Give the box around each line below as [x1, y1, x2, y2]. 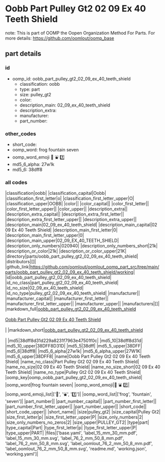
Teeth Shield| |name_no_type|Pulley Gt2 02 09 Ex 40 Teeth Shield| [5, 369, 141, 375]
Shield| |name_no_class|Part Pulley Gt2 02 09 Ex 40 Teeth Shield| [5, 359, 140, 365]
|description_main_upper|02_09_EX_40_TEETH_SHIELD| [5, 237, 119, 243]
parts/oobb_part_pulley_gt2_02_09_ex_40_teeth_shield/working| [5, 269, 135, 275]
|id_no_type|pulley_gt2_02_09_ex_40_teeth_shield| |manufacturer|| [5, 290, 140, 296]
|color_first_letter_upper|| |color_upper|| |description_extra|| [5, 206, 128, 212]
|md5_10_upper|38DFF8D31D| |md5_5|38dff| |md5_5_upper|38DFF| [5, 343, 142, 349]
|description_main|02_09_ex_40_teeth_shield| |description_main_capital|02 [5, 222, 158, 228]
